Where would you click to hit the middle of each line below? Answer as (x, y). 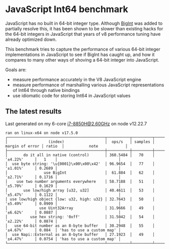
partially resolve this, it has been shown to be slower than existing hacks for (84, 28)
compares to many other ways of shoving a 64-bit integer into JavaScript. (82, 60)
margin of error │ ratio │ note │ (67, 146)
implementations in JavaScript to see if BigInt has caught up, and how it (80, 55)
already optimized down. (31, 39)
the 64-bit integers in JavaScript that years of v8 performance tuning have (83, 34)
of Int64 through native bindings (46, 90)
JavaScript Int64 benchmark (67, 9)
